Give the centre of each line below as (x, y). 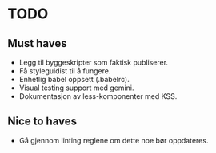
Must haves (37, 43)
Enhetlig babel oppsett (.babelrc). (74, 79)
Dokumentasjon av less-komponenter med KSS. (98, 96)
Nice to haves (42, 122)
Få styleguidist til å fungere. (65, 71)
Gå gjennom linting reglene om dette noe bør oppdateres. (114, 140)
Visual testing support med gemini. (76, 88)
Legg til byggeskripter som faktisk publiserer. (94, 62)
